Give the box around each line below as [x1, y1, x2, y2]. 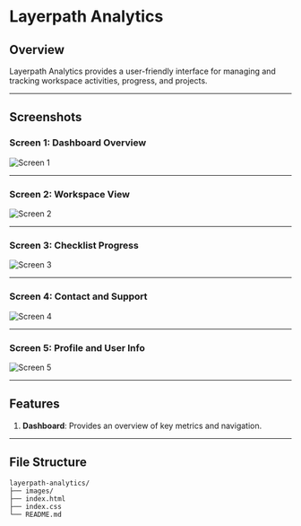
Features [9, 397, 60, 412]
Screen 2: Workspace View [9, 188, 130, 200]
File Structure [9, 455, 87, 470]
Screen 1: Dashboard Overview [9, 136, 147, 149]
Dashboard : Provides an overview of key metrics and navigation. [21, 420, 262, 431]
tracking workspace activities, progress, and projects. [9, 75, 208, 86]
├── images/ [9, 487, 54, 495]
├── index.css [9, 502, 63, 511]
